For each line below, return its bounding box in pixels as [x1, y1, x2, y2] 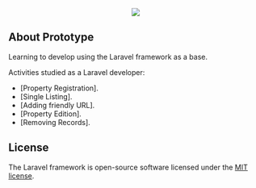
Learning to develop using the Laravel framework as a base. [8, 52, 208, 61]
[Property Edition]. [19, 109, 82, 119]
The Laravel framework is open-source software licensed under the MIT [8, 162, 249, 172]
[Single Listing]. [19, 91, 73, 101]
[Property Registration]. [19, 83, 99, 93]
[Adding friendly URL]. [19, 100, 95, 110]
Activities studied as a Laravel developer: [8, 67, 145, 77]
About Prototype [8, 31, 94, 44]
